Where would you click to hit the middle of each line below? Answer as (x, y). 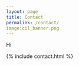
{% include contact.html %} (40, 56)
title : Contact (25, 17)
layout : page (22, 12)
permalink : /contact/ (33, 22)
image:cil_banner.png (33, 28)
